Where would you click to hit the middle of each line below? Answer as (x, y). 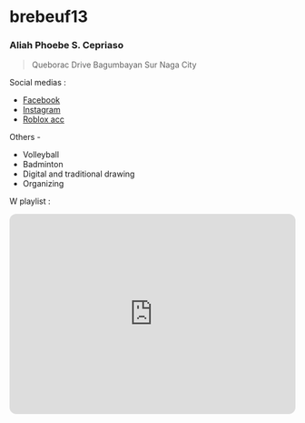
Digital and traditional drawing (79, 174)
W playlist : (30, 201)
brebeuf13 (49, 17)
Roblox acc (44, 119)
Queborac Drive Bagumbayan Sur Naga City (114, 65)
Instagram (41, 110)
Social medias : (38, 83)
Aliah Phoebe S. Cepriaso (67, 45)
